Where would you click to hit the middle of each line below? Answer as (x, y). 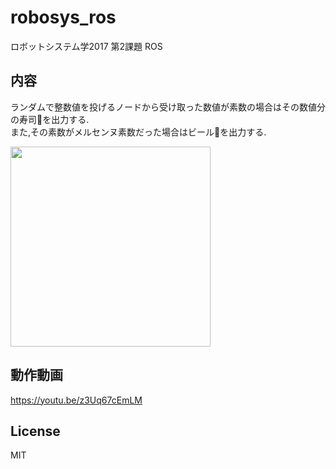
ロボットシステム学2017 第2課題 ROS (86, 46)
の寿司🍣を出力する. (50, 119)
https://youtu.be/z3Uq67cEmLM (76, 400)
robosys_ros (63, 17)
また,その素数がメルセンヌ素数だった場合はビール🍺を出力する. (138, 132)
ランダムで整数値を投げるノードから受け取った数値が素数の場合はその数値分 (168, 107)
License (35, 431)
